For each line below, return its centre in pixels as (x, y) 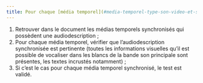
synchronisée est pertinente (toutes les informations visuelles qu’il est (102, 48)
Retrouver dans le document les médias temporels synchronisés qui (99, 29)
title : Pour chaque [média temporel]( (55, 12)
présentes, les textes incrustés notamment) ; (70, 61)
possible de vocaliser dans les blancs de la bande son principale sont (101, 55)
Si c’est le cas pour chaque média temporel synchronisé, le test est (98, 68)
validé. (23, 74)
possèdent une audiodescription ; (57, 35)
